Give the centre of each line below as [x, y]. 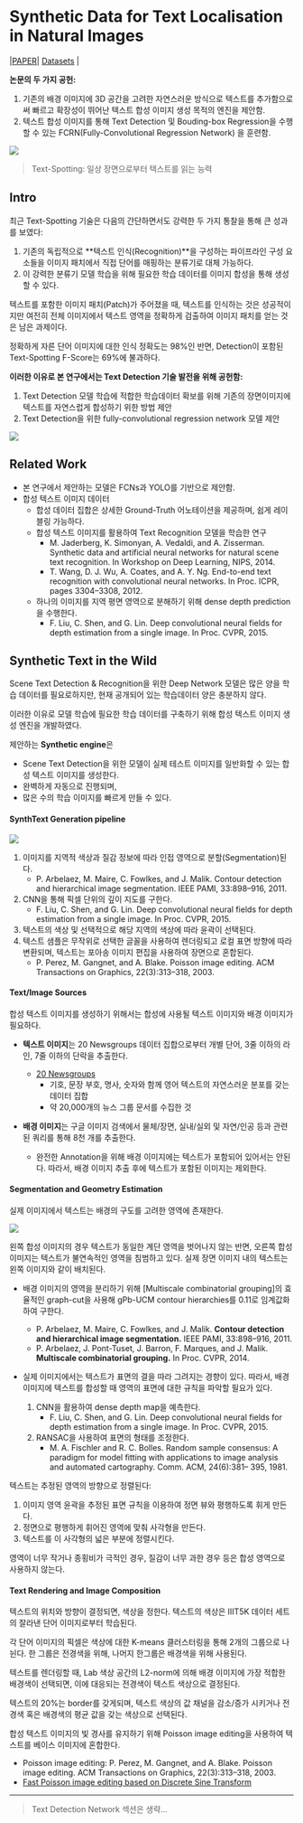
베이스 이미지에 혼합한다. [77, 1745]
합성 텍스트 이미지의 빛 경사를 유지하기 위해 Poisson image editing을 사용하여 [147, 1734]
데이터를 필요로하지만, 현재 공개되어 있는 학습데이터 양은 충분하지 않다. [142, 695]
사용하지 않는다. [37, 1569]
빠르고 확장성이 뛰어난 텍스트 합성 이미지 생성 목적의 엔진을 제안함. [149, 109]
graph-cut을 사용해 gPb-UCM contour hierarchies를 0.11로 [152, 1300]
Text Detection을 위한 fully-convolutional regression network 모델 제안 [151, 418]
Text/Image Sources [48, 992]
